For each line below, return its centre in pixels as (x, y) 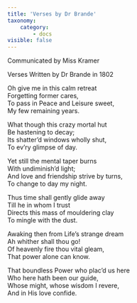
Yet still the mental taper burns (52, 161)
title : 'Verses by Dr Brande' (52, 14)
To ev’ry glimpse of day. (43, 147)
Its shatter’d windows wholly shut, (57, 140)
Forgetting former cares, (43, 96)
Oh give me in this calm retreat (52, 88)
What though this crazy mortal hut (57, 124)
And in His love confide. (42, 293)
